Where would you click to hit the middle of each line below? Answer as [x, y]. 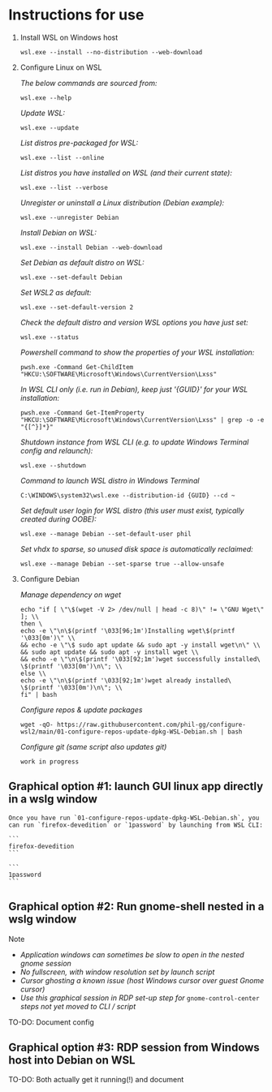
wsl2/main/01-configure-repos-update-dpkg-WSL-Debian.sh [119, 732]
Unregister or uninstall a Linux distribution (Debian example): [122, 202]
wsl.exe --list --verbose [64, 187]
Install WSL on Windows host [69, 37]
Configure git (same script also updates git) [93, 746]
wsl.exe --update [50, 127]
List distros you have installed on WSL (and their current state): [126, 173]
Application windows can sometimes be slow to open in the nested [132, 954]
